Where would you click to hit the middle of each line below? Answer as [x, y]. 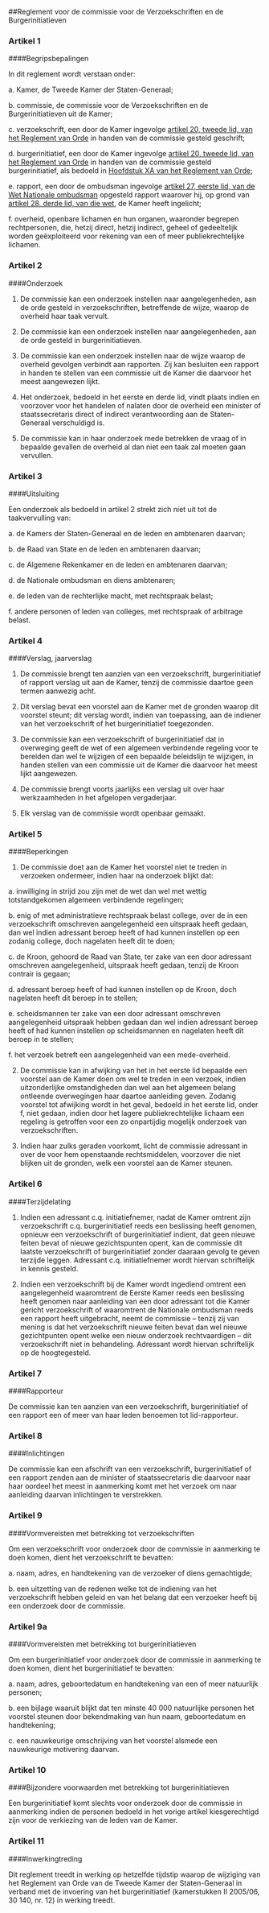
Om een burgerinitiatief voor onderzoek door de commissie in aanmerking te [135, 1659]
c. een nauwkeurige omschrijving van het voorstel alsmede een [113, 1740]
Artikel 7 [25, 1374]
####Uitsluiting [34, 494]
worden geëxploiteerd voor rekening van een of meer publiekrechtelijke [126, 236]
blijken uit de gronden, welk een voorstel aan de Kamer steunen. [126, 1163]
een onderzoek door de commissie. [67, 1605]
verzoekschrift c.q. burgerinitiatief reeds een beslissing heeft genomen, [138, 1225]
